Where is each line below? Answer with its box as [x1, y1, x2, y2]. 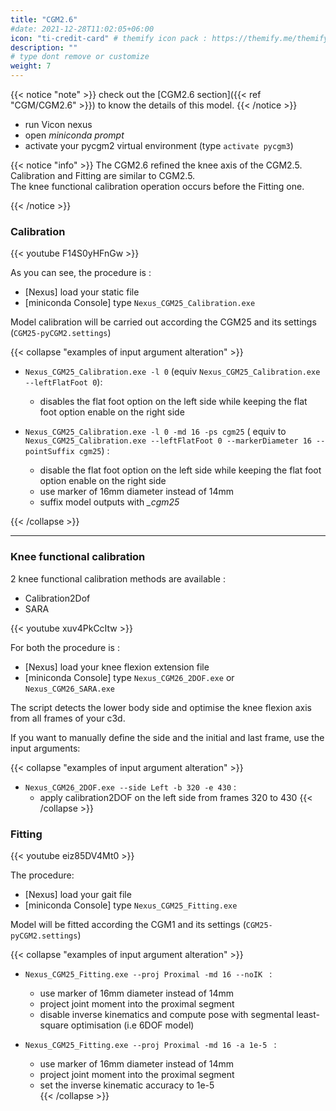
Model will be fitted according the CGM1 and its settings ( [10, 918, 247, 930]
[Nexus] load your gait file [24, 888, 132, 900]
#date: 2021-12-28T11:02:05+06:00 [10, 24, 155, 34]
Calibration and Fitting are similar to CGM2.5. [10, 170, 196, 181]
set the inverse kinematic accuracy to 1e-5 [39, 1079, 215, 1091]
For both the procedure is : [10, 641, 120, 653]
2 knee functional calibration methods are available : [10, 572, 226, 585]
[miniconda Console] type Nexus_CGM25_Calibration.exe [24, 297, 256, 309]
